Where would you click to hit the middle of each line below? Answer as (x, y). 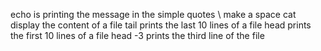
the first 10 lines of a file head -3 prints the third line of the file (137, 35)
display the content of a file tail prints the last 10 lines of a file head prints (161, 25)
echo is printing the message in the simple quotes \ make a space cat (153, 14)
